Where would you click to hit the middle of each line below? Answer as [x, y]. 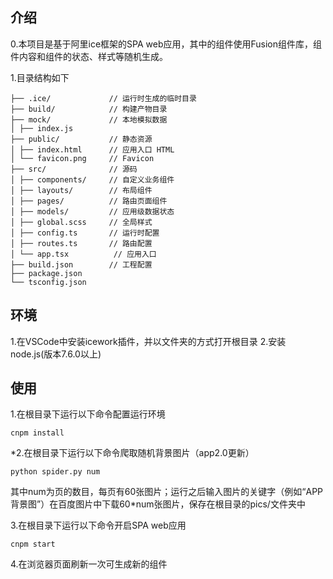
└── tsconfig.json [48, 282]
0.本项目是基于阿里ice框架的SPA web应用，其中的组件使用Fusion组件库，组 [166, 44]
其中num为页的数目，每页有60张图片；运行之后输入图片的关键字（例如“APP [167, 492]
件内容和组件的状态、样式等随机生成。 [89, 56]
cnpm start [33, 544]
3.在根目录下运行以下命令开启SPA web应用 [98, 525]
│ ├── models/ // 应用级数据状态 [92, 211]
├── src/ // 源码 [74, 169]
